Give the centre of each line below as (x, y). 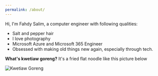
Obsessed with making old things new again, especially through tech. (83, 49)
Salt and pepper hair (33, 33)
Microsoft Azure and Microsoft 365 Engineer (57, 44)
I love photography (31, 38)
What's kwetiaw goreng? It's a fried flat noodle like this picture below (76, 58)
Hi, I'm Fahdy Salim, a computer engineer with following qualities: (71, 24)
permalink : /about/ (25, 10)
